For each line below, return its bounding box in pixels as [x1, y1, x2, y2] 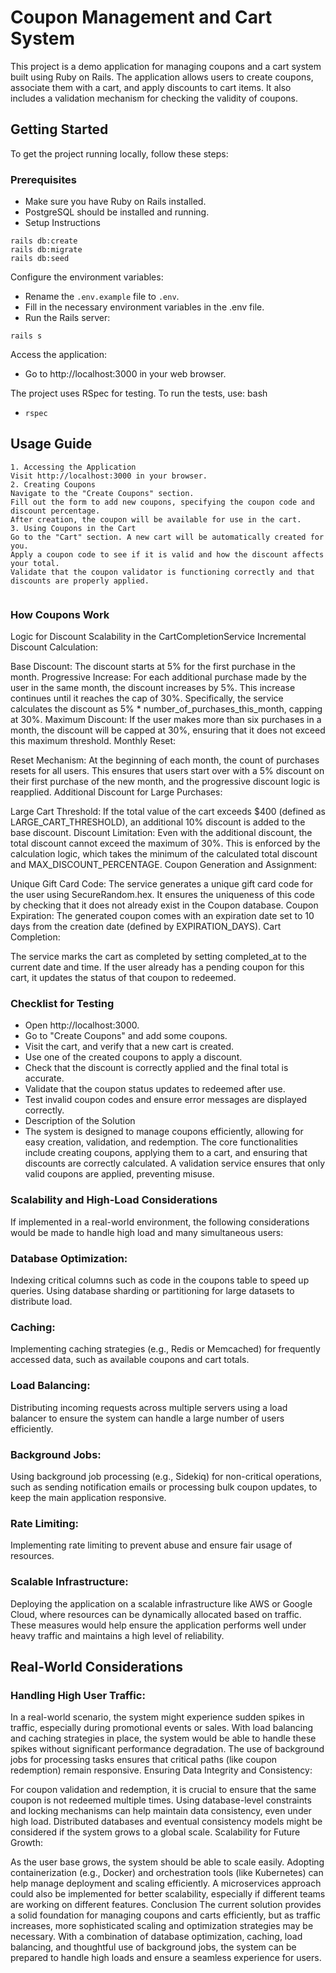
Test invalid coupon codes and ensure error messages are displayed [24, 1094, 308, 1106]
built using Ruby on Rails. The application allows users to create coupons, [10, 71, 314, 83]
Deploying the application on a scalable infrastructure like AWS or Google [10, 1597, 313, 1610]
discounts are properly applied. [10, 576, 150, 586]
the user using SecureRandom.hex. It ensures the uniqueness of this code [10, 889, 315, 901]
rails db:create [10, 236, 78, 246]
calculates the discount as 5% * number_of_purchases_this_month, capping [10, 703, 323, 715]
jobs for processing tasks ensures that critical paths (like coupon [10, 1754, 278, 1766]
